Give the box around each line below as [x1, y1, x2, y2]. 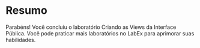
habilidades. [5, 36, 36, 43]
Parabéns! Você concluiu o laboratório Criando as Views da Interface [5, 23, 177, 31]
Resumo [5, 4, 47, 17]
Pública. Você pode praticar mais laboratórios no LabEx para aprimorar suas [5, 29, 195, 37]
